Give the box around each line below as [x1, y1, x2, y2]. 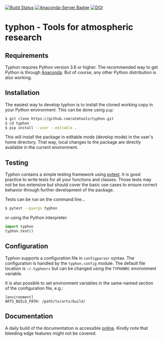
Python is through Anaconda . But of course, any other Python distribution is [5, 70, 157, 75]
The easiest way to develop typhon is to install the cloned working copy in [5, 101, 153, 107]
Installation [5, 89, 40, 97]
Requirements [5, 51, 49, 59]
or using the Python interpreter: [5, 215, 68, 221]
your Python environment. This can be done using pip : [5, 107, 114, 113]
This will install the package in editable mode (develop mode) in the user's [5, 134, 154, 140]
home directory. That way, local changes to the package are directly [5, 139, 141, 145]
